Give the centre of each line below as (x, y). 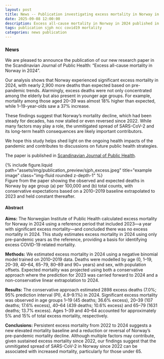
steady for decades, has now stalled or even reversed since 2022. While (78, 121)
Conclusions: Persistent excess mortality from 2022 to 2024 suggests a (78, 325)
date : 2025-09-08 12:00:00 (33, 19)
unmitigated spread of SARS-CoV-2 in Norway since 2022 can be (71, 346)
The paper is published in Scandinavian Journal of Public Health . (70, 155)
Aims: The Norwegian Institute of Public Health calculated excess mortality (81, 218)
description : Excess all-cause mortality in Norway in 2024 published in (82, 23)
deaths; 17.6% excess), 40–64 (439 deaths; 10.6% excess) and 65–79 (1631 (81, 305)
